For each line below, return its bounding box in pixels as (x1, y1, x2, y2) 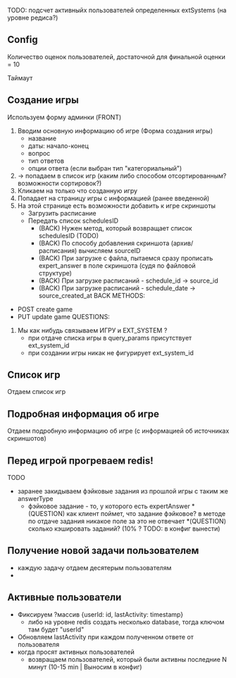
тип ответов (27, 156, 65, 165)
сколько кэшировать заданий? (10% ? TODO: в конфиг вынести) (27, 524, 221, 533)
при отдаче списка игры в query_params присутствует (27, 333, 192, 342)
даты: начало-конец (27, 141, 89, 150)
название (27, 134, 57, 142)
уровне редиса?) (7, 13, 58, 22)
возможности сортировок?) (17, 179, 102, 187)
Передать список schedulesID (27, 216, 118, 225)
